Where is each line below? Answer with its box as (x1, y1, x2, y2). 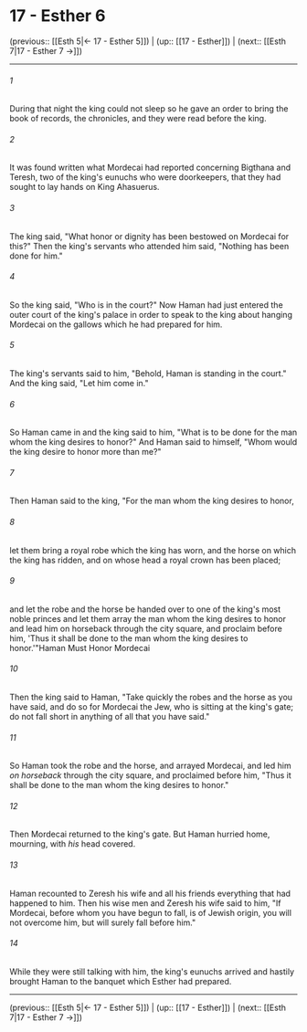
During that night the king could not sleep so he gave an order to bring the (9, 103, 289, 114)
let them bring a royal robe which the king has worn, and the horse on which (9, 544, 297, 555)
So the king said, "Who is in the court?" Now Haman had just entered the (9, 299, 283, 311)
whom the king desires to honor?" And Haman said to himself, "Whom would (9, 437, 298, 448)
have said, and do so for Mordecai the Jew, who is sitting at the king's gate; (9, 700, 294, 712)
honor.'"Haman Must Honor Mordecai (9, 642, 151, 653)
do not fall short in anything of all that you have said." (9, 711, 210, 721)
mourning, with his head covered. (9, 838, 136, 849)
